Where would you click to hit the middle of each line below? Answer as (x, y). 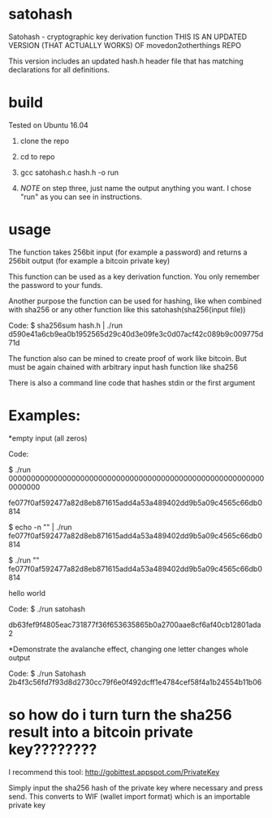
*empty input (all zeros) (48, 438)
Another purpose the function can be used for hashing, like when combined (135, 301)
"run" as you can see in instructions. (81, 197)
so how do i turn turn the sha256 (121, 714)
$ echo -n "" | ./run (40, 527)
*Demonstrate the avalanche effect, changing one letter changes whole (129, 649)
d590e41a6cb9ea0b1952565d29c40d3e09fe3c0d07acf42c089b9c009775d (136, 333)
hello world (27, 593)
